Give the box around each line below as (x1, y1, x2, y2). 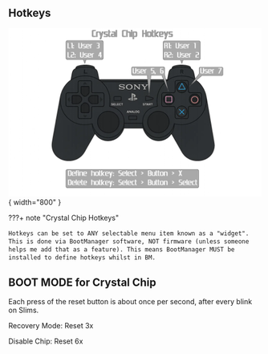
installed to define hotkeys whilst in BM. (8, 254, 156, 262)
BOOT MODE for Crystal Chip (8, 275, 156, 289)
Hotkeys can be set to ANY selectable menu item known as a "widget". (8, 230, 250, 238)
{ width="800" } (8, 197, 62, 207)
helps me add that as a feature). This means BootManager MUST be (8, 246, 235, 254)
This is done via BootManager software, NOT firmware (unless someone (8, 238, 250, 246)
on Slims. (8, 305, 39, 315)
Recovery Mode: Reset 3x (8, 321, 94, 331)
